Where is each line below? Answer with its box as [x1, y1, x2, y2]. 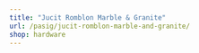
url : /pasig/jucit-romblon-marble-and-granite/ [9, 22, 191, 31]
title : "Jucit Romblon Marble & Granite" [9, 13, 167, 22]
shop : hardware [9, 30, 66, 39]
